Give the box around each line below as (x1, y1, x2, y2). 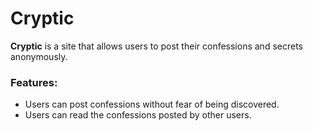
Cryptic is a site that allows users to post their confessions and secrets (10, 40, 303, 52)
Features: (10, 75, 58, 89)
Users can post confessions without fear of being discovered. (24, 98, 280, 111)
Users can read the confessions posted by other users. (24, 109, 252, 121)
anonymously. (10, 50, 68, 62)
